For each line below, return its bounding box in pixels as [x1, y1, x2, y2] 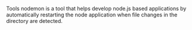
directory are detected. [6, 18, 63, 24]
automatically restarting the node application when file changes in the [6, 11, 178, 18]
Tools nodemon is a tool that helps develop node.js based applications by [6, 5, 187, 12]
